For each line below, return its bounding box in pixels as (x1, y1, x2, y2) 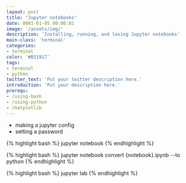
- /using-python (6, 99, 47, 105)
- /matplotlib (6, 104, 42, 111)
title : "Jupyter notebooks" (6, 15, 78, 21)
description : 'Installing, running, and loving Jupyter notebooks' (6, 32, 181, 38)
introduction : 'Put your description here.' (6, 82, 121, 88)
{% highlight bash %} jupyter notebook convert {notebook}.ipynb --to (6, 151, 181, 158)
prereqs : (6, 88, 28, 94)
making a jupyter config (15, 121, 75, 128)
